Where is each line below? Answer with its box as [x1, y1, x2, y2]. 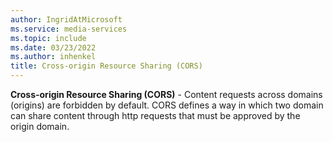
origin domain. [10, 121, 70, 132]
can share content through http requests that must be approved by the [10, 110, 301, 121]
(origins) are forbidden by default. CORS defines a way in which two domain [10, 99, 324, 111]
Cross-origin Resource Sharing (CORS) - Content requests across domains [10, 89, 323, 100]
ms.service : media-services [10, 24, 128, 34]
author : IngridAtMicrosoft [10, 14, 123, 25]
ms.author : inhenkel [10, 52, 97, 62]
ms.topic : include [10, 33, 87, 43]
